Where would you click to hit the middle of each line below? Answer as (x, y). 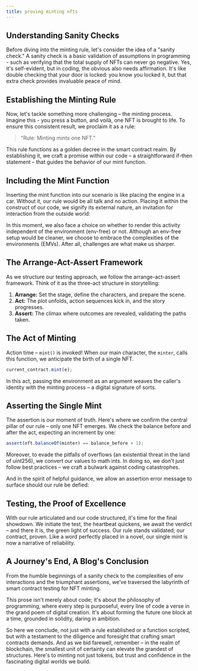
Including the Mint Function (58, 181)
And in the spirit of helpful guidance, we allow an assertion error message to (99, 479)
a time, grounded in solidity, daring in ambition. (63, 618)
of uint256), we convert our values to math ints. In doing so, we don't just (95, 461)
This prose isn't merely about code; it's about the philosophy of (83, 599)
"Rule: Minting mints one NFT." (58, 138)
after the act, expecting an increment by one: (61, 433)
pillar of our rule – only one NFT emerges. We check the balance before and (98, 426)
